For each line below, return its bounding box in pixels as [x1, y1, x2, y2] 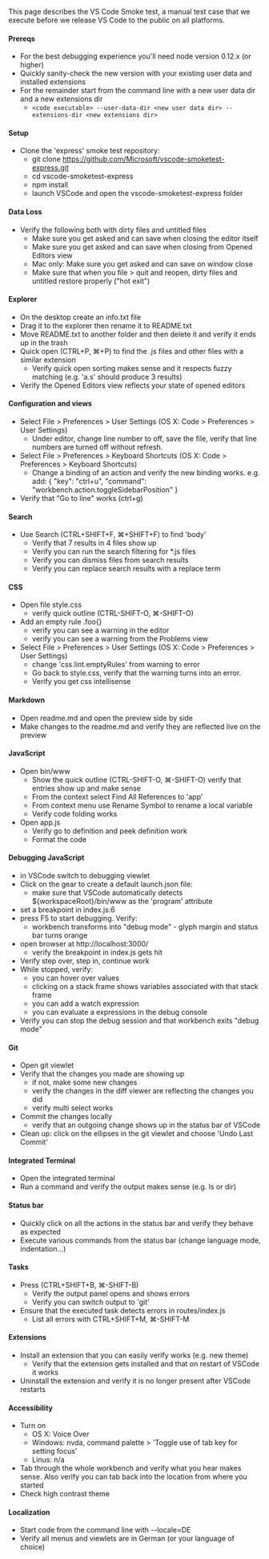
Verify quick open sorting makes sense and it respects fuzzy [31, 363, 232, 372]
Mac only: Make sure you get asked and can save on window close [31, 258, 254, 268]
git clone [31, 154, 62, 164]
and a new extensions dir [19, 94, 103, 104]
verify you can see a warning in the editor [31, 625, 170, 635]
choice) [19, 1542, 46, 1552]
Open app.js [19, 817, 61, 827]
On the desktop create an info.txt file [19, 312, 142, 322]
